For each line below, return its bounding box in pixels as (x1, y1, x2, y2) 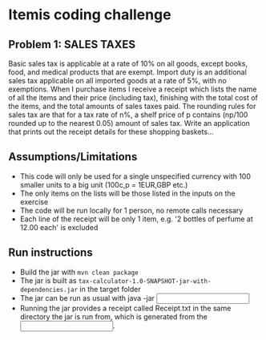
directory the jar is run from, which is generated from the (19, 311, 208, 322)
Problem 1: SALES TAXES (8, 38, 136, 51)
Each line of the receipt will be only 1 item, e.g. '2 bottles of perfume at (19, 214, 254, 224)
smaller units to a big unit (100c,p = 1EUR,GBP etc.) (19, 180, 188, 189)
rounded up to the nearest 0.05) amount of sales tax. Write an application (8, 119, 251, 127)
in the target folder (79, 284, 142, 293)
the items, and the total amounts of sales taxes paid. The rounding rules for (8, 102, 256, 111)
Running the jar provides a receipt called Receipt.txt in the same (19, 303, 232, 313)
